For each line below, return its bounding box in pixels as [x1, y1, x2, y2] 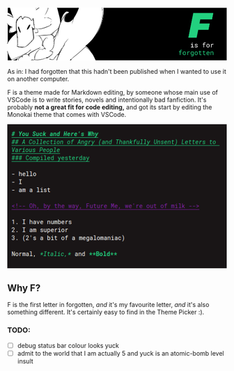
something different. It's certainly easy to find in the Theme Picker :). [7, 308, 205, 317]
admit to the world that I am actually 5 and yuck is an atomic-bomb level [17, 349, 224, 357]
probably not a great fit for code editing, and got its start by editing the [7, 102, 212, 111]
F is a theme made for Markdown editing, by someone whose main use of [7, 88, 218, 96]
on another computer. [7, 74, 70, 83]
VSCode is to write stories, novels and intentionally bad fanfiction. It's [7, 95, 207, 104]
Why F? [7, 282, 41, 294]
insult [17, 356, 33, 365]
